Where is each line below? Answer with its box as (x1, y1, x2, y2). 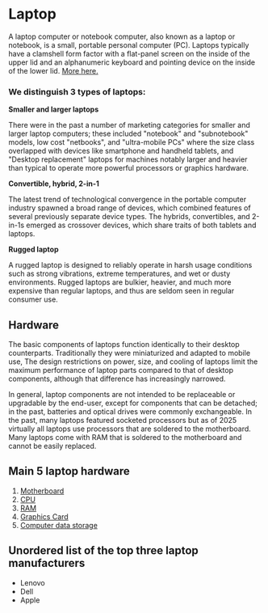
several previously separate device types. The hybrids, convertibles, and (8, 212, 250, 222)
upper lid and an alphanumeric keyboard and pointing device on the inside (8, 57, 256, 67)
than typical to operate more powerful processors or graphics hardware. (8, 163, 249, 173)
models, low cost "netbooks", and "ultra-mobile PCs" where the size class (8, 137, 255, 147)
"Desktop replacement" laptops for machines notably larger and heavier (8, 154, 248, 164)
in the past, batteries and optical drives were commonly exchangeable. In (8, 407, 253, 416)
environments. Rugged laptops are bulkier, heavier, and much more (8, 277, 232, 287)
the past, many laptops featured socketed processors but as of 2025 (8, 416, 237, 425)
